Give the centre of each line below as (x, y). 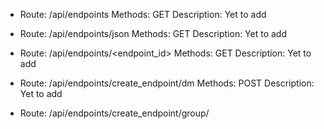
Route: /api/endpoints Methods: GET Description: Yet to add (143, 14)
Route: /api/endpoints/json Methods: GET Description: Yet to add (153, 33)
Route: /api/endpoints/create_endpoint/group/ (114, 113)
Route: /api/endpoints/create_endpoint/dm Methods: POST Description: (167, 83)
